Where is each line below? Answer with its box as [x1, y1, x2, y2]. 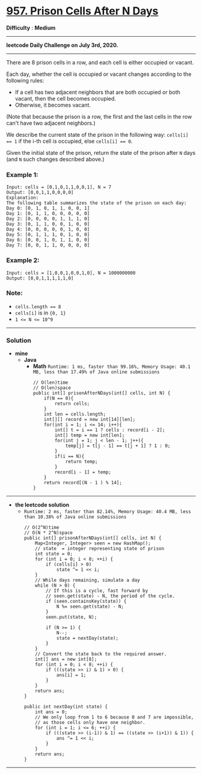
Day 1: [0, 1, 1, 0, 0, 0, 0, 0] [6, 211, 90, 217]
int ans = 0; [35, 709, 68, 715]
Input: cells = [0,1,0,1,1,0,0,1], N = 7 [6, 184, 112, 190]
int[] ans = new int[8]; [35, 657, 97, 663]
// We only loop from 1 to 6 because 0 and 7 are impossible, [35, 714, 194, 720]
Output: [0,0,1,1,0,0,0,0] [6, 190, 74, 196]
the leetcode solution [14, 501, 70, 508]
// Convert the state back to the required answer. [35, 651, 167, 657]
